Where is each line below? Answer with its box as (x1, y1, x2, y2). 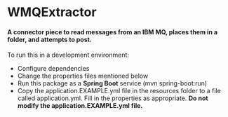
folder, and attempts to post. (7, 35, 93, 43)
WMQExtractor (7, 4, 97, 20)
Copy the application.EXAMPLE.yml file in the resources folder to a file (17, 87, 221, 95)
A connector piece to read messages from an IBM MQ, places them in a (7, 27, 218, 36)
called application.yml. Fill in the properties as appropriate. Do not (17, 94, 208, 102)
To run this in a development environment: (7, 50, 130, 60)
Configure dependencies (17, 64, 90, 73)
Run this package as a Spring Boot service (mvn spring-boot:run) (17, 79, 208, 88)
